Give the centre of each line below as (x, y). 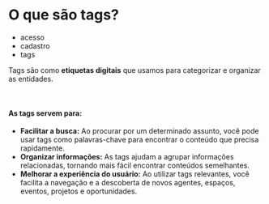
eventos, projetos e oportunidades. (79, 191)
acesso (32, 37)
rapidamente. (42, 148)
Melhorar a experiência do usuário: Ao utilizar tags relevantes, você (134, 174)
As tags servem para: (45, 113)
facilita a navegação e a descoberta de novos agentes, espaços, (128, 183)
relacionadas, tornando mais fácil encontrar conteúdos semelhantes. (134, 166)
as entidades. (31, 79)
